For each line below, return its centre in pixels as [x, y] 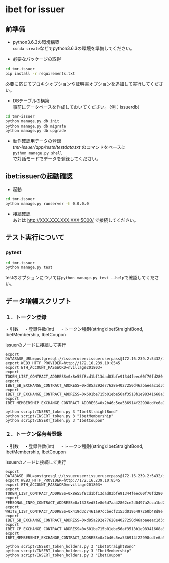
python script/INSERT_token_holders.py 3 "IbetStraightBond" [71, 547]
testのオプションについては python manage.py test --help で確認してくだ [80, 278]
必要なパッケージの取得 [37, 59]
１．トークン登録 [26, 317]
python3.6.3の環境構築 [36, 42]
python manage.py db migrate [36, 126]
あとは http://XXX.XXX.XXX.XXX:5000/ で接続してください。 [75, 220]
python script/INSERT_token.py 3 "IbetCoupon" [55, 420]
